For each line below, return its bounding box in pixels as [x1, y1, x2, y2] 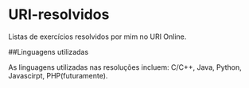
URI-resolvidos [8, 6, 110, 24]
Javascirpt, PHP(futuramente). [8, 71, 108, 80]
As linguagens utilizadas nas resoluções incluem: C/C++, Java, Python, [8, 62, 243, 72]
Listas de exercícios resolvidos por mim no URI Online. [8, 32, 187, 41]
